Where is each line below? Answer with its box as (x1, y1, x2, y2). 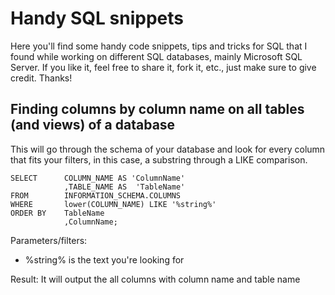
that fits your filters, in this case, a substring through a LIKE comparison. (10, 153, 308, 166)
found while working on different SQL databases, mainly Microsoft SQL (10, 50, 303, 62)
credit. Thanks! (10, 72, 73, 84)
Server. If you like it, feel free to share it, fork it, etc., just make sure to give (10, 61, 317, 73)
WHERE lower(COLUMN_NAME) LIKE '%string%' (10, 199, 217, 209)
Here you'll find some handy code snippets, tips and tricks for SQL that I (10, 40, 308, 52)
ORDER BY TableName (10, 208, 105, 218)
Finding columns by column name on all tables (10, 101, 305, 118)
